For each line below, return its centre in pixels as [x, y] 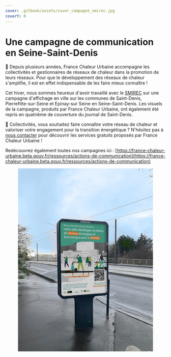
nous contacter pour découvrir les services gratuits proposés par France [81, 135]
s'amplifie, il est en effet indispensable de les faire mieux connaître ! [77, 83]
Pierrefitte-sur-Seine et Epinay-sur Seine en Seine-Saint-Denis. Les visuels [84, 104]
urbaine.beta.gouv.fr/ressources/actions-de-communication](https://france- [85, 156]
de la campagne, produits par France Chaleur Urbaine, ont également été [82, 109]
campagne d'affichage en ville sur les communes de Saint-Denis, [74, 98]
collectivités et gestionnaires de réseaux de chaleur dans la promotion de [82, 72]
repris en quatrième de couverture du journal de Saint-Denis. [69, 115]
